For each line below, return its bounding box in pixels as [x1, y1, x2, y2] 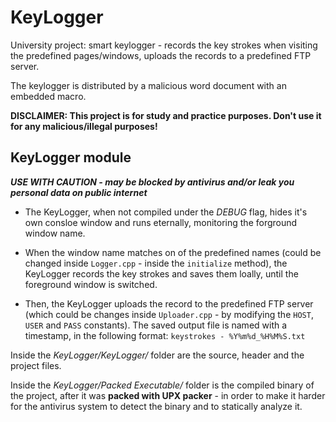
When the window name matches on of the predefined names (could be [24, 246, 322, 258]
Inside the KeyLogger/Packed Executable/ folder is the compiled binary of [10, 379, 315, 391]
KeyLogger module [10, 149, 132, 166]
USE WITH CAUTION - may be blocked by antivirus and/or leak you [10, 176, 295, 188]
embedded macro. [10, 90, 87, 102]
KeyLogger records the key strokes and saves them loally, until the [24, 267, 299, 280]
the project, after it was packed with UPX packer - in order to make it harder [10, 389, 326, 401]
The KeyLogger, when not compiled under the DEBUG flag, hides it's [24, 206, 308, 218]
